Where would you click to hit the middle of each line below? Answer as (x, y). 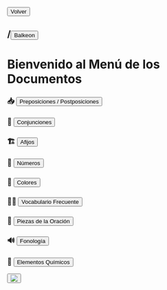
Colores (27, 183)
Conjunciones (34, 122)
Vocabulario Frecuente (50, 202)
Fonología (33, 241)
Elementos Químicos (43, 262)
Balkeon (25, 35)
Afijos (27, 142)
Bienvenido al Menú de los (83, 64)
